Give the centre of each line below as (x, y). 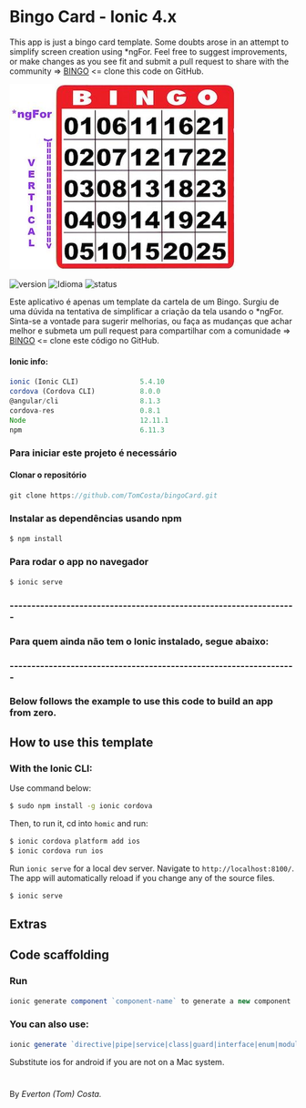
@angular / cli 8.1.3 (85, 401)
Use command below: (51, 788)
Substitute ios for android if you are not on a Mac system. (117, 1062)
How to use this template (82, 742)
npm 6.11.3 (87, 430)
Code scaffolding (59, 955)
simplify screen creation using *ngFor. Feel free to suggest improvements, (148, 51)
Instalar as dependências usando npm (96, 518)
